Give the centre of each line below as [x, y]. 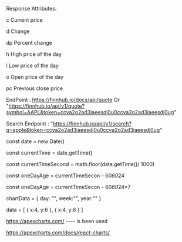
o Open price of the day [35, 77]
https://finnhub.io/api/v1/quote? [47, 106]
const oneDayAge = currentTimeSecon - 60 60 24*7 [68, 187]
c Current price [24, 20]
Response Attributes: [31, 9]
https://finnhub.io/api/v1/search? [92, 124]
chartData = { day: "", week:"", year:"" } [54, 198]
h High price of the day [34, 54]
